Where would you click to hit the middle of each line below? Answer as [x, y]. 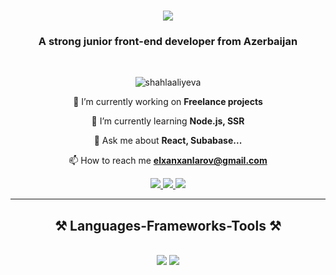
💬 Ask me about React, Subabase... [168, 141]
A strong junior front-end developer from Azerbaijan [168, 42]
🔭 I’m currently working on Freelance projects [168, 102]
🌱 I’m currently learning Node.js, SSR [168, 121]
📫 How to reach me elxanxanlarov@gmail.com [168, 161]
